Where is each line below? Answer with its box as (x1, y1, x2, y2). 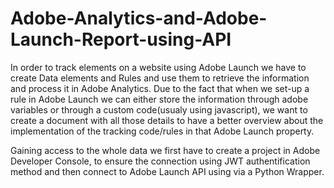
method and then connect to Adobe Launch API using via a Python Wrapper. (10, 165, 325, 177)
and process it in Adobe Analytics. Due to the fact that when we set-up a (10, 82, 310, 94)
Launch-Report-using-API (10, 28, 232, 51)
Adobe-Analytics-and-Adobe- (10, 7, 268, 30)
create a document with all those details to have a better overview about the (10, 114, 324, 126)
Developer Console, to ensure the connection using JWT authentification (10, 155, 311, 167)
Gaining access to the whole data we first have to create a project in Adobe (10, 144, 321, 156)
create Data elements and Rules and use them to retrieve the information (10, 72, 310, 84)
